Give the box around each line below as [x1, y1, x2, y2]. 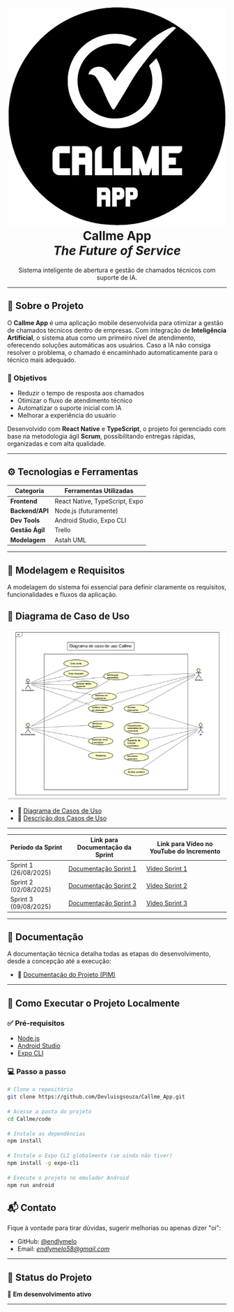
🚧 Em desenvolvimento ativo [7, 1290, 92, 1299]
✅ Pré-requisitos [7, 1018, 65, 1028]
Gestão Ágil [10, 526, 45, 534]
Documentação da [77, 843, 132, 852]
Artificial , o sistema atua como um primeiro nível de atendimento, [7, 333, 196, 342]
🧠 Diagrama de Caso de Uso [7, 610, 130, 622]
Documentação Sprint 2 [68, 882, 137, 890]
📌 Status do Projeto [7, 1272, 93, 1283]
